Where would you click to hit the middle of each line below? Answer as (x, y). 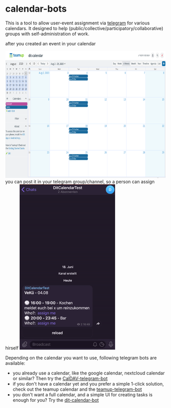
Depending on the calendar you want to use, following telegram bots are (81, 358)
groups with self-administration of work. (47, 34)
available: (15, 363)
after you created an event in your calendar (50, 43)
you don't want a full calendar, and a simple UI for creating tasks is (82, 394)
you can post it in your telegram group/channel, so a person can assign (80, 182)
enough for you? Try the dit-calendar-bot (56, 400)
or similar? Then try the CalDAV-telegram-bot (60, 378)
